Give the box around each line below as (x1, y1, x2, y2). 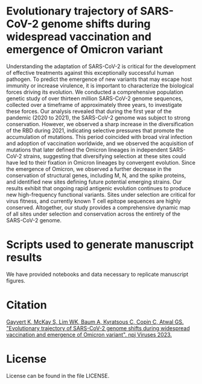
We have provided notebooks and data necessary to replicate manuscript (6, 270, 189, 278)
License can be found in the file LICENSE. (6, 372, 110, 379)
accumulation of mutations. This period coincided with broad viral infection (6, 133, 193, 140)
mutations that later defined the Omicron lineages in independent (6, 146, 168, 153)
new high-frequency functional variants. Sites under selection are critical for (6, 191, 196, 198)
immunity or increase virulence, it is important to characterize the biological (6, 82, 194, 89)
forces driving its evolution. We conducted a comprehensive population (6, 88, 184, 95)
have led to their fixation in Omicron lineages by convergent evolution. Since (6, 159, 196, 166)
